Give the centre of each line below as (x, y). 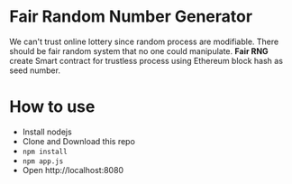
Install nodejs (47, 132)
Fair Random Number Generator (131, 17)
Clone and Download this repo (78, 141)
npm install (45, 152)
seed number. (35, 70)
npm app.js (43, 161)
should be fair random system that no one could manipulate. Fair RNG (139, 51)
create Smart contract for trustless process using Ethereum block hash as (146, 60)
